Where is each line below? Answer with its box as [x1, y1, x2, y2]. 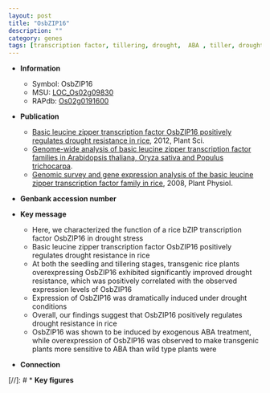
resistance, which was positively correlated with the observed [31, 276, 237, 286]
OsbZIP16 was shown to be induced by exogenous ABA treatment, [31, 327, 252, 337]
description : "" [8, 26, 63, 34]
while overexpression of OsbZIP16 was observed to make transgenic [31, 336, 260, 346]
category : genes [8, 34, 63, 43]
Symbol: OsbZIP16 [31, 79, 93, 89]
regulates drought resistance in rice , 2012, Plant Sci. [31, 136, 205, 145]
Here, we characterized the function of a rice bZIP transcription [31, 225, 243, 235]
